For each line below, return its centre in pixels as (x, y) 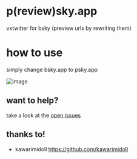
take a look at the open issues (44, 115)
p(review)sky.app (52, 11)
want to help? (32, 101)
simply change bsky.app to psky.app (52, 69)
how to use (35, 53)
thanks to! (26, 134)
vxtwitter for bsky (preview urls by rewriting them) (69, 28)
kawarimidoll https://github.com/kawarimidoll (72, 149)
